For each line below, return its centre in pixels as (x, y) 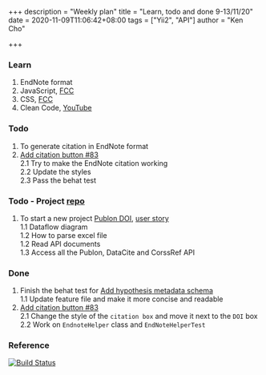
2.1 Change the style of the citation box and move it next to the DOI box (139, 317)
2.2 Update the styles (55, 171)
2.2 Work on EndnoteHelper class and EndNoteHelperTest (113, 325)
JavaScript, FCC (47, 91)
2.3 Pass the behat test (58, 180)
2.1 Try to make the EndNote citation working (94, 163)
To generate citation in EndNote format (84, 146)
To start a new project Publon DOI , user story (95, 218)
